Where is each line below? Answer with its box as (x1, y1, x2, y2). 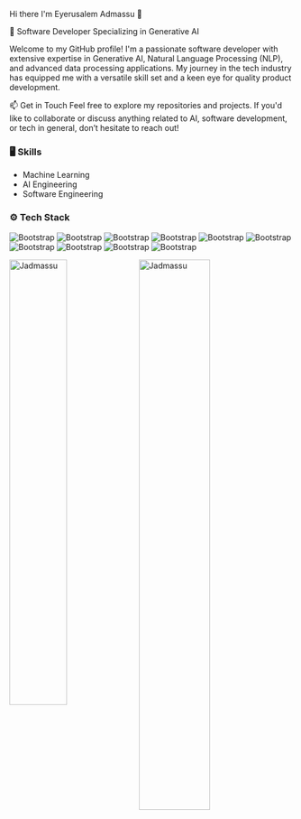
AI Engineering (22, 179, 78, 190)
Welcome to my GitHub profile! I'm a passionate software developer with (9, 43, 278, 54)
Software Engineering (22, 189, 104, 200)
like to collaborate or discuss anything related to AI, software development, (9, 113, 288, 124)
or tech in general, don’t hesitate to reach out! (9, 123, 179, 133)
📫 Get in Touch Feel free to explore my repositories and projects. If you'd (9, 100, 282, 110)
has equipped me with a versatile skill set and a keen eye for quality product (9, 72, 292, 83)
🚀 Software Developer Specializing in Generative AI (9, 26, 200, 36)
